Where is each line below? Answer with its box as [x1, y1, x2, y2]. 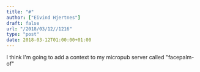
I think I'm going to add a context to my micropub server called [6, 54, 165, 61]
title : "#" [6, 8, 34, 15]
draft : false [6, 20, 40, 26]
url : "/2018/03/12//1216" [6, 25, 72, 32]
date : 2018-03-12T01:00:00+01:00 [6, 37, 92, 43]
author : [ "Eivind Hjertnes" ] [6, 15, 81, 21]
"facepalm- [165, 54, 194, 61]
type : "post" [6, 31, 40, 38]
